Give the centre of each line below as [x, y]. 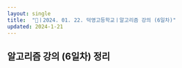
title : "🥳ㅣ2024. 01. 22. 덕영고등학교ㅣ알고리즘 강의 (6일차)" [92, 20]
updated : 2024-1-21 [35, 26]
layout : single [29, 14]
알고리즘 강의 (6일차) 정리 [59, 56]
